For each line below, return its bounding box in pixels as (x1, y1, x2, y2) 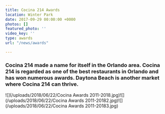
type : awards (5, 36, 33, 41)
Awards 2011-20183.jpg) (68, 103, 118, 109)
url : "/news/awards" (5, 41, 49, 46)
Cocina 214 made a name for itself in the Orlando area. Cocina (5, 61, 160, 68)
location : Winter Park (5, 12, 53, 17)
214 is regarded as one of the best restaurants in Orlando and (5, 68, 159, 75)
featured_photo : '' (5, 26, 47, 31)
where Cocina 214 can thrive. (5, 81, 79, 88)
